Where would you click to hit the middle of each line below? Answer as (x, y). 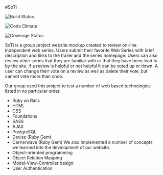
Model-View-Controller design (43, 163)
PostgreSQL (24, 132)
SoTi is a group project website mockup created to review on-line (71, 45)
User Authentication (32, 168)
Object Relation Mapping (37, 158)
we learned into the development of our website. (61, 147)
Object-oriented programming (42, 152)
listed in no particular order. (33, 91)
